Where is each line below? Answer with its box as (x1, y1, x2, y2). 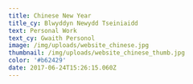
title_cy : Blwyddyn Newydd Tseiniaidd (8, 19, 138, 27)
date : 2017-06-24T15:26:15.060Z (8, 64, 117, 72)
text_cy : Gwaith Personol (8, 34, 95, 42)
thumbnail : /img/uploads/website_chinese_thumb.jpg (8, 49, 185, 57)
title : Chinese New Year (8, 11, 92, 20)
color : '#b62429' (8, 57, 67, 65)
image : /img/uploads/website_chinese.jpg (8, 42, 150, 50)
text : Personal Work (8, 26, 78, 34)
